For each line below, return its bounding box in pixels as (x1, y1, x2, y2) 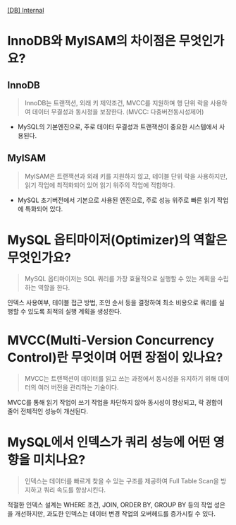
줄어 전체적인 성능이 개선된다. (7, 406, 89, 415)
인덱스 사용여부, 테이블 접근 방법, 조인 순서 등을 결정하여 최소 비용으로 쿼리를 (7, 298, 218, 307)
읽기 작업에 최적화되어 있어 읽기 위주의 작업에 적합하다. (24, 180, 175, 189)
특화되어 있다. (25, 204, 63, 213)
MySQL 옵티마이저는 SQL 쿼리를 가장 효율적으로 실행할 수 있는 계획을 (24, 274, 216, 283)
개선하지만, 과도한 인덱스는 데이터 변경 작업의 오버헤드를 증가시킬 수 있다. (14, 509, 216, 518)
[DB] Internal (7, 6, 44, 14)
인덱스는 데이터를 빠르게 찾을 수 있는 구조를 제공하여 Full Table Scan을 (24, 476, 220, 485)
